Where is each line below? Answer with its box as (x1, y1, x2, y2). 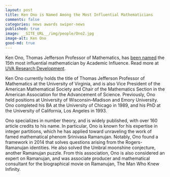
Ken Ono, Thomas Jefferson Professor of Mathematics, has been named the (5, 54, 165, 61)
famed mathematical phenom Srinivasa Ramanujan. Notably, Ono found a (5, 133, 158, 140)
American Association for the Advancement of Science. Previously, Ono (5, 91, 156, 97)
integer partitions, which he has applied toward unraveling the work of (5, 128, 152, 134)
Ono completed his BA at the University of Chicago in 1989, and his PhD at (5, 102, 161, 108)
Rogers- (125, 139, 143, 145)
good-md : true (5, 41, 36, 46)
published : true (5, 26, 40, 32)
